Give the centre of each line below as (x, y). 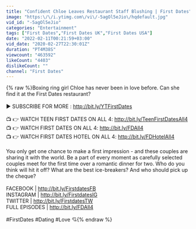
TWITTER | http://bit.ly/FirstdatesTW (50, 201)
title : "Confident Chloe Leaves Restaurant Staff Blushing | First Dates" (99, 11)
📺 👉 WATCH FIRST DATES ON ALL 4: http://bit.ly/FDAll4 (75, 128)
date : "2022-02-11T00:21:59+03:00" (49, 39)
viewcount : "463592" (31, 55)
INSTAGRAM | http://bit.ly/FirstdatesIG (52, 195)
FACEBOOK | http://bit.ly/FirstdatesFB (51, 189)
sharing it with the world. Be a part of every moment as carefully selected (94, 158)
